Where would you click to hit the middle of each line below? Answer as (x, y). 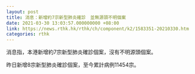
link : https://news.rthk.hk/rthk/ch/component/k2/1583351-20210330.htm (97, 29)
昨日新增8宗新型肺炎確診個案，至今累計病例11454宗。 (73, 65)
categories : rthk (28, 34)
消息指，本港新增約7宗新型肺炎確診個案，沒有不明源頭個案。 (81, 52)
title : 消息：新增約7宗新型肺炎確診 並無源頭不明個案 (66, 17)
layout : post (22, 12)
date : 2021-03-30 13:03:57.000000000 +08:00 (63, 23)
